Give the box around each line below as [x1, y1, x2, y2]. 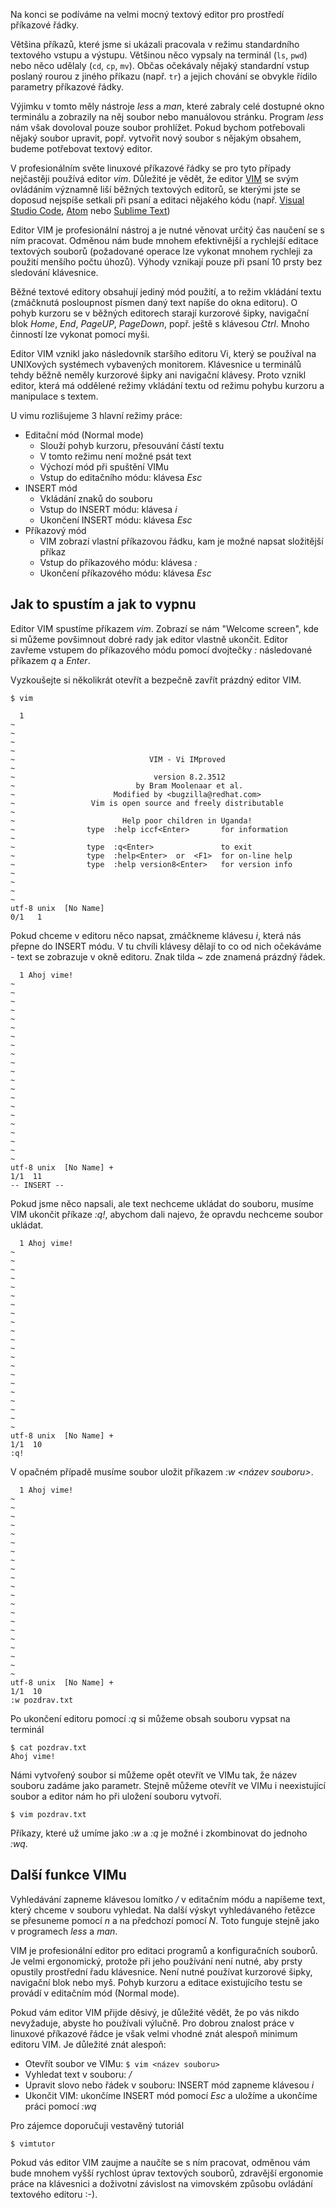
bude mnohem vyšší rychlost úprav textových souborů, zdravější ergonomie [10, 2167, 324, 2179]
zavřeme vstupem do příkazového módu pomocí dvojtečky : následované [10, 644, 313, 656]
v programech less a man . [10, 1925, 118, 1937]
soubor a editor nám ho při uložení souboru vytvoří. [10, 1790, 222, 1802]
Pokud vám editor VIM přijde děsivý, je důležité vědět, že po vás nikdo [10, 2006, 300, 2018]
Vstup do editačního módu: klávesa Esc [39, 472, 203, 483]
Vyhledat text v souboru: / [24, 2068, 133, 2080]
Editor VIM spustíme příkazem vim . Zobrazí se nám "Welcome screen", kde [10, 622, 319, 634]
